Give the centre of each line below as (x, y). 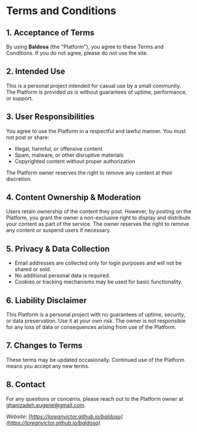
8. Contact (26, 385)
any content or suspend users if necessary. (59, 230)
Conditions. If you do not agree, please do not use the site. (77, 53)
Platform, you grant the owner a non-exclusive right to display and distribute (98, 218)
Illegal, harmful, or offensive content (59, 149)
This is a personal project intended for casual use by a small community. (94, 85)
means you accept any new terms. (48, 366)
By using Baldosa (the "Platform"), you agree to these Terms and (85, 47)
